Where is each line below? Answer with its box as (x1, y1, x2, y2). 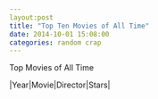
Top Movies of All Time (9, 62, 95, 73)
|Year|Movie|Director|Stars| (9, 79, 111, 90)
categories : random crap (9, 37, 102, 47)
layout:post (9, 12, 54, 22)
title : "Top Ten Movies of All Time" (9, 21, 150, 30)
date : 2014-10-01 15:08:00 (9, 29, 110, 38)
